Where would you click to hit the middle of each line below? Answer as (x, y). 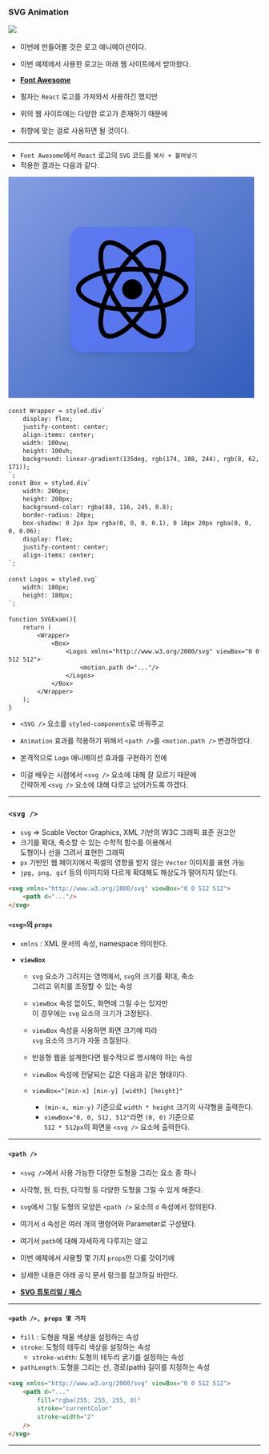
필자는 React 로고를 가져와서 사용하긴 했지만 (89, 97)
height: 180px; (48, 596)
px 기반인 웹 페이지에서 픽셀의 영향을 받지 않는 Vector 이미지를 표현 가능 (132, 862)
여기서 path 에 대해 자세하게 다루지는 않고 (84, 1241)
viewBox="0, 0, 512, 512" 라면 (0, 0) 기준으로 (119, 1117)
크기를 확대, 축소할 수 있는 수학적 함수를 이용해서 (96, 842)
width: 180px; (46, 588)
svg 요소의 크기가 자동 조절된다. (81, 1040)
